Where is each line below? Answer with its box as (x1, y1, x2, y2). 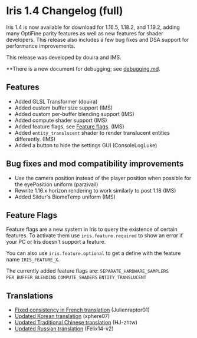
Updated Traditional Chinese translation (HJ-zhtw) (14, 319, 137, 326)
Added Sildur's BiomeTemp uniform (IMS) (14, 193, 116, 200)
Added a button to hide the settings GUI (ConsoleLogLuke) (14, 141, 157, 148)
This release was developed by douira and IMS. (6, 54, 122, 61)
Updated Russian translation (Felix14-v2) (14, 325, 114, 332)
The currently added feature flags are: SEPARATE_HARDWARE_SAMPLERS (6, 267, 169, 274)
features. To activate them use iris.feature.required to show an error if (6, 232, 183, 239)
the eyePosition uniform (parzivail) (14, 181, 98, 188)
